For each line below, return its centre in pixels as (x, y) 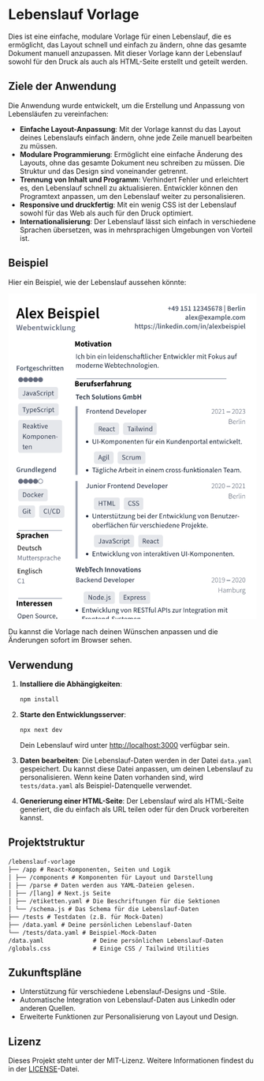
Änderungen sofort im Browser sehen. (70, 640)
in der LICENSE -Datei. (44, 1069)
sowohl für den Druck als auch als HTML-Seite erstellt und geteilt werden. (128, 62)
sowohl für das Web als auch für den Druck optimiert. (106, 213)
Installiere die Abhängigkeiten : (71, 684)
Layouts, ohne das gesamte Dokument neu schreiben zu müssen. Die (132, 163)
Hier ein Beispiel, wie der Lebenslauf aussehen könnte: (97, 282)
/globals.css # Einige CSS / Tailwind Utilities (109, 948)
